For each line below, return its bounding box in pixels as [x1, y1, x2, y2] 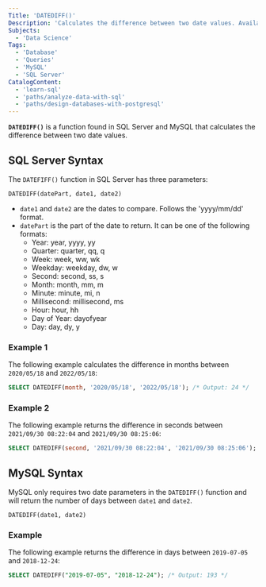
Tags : [8, 41, 26, 49]
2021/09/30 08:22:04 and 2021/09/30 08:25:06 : [8, 429, 161, 438]
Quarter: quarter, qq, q [31, 245, 105, 255]
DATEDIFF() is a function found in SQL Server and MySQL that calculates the [8, 122, 256, 132]
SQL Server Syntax [8, 153, 104, 167]
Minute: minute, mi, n [31, 288, 101, 298]
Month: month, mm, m [31, 280, 104, 289]
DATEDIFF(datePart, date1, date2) [8, 190, 123, 198]
